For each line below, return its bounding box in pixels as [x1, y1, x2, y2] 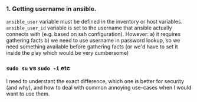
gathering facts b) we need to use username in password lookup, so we [6, 37, 180, 44]
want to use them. [6, 90, 50, 97]
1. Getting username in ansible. [6, 5, 97, 13]
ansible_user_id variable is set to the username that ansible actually [6, 24, 172, 31]
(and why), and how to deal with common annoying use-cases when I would [6, 84, 192, 91]
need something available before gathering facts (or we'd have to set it [6, 43, 178, 50]
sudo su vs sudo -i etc [6, 64, 71, 73]
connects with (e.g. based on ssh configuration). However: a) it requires [6, 31, 181, 38]
